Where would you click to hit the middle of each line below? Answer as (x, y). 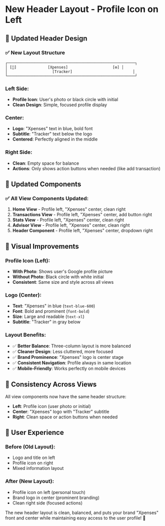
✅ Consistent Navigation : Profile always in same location (72, 363)
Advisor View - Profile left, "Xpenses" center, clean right (71, 225)
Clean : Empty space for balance (45, 163)
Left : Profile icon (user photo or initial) (51, 406)
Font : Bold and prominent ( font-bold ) (51, 311)
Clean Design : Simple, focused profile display (60, 105)
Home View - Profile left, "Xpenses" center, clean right (69, 209)
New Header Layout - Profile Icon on (82, 9)
